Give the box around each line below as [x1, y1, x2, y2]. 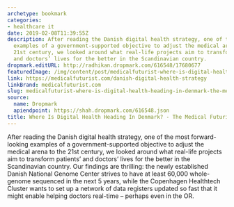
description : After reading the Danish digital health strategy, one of [7, 36, 223, 43]
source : [7, 94, 30, 101]
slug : [7, 88, 23, 94]
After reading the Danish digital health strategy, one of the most [7, 133, 190, 141]
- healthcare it [7, 23, 54, 30]
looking [7, 140, 29, 148]
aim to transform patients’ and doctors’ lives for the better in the [7, 154, 191, 163]
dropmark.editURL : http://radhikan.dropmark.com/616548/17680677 [7, 62, 201, 69]
